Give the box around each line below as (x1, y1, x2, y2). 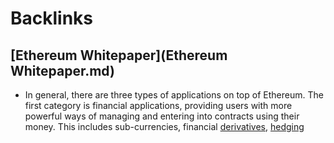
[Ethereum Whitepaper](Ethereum (10, 47, 228, 64)
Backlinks (10, 7, 94, 30)
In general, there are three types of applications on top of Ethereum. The (24, 89, 324, 101)
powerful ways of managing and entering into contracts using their (24, 110, 300, 122)
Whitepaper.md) (10, 62, 115, 79)
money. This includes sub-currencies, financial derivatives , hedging (24, 121, 305, 132)
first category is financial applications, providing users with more (24, 100, 293, 111)
